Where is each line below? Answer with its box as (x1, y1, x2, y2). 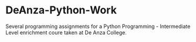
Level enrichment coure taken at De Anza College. (5, 29, 127, 36)
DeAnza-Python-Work (5, 3, 117, 17)
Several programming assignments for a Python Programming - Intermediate (5, 23, 191, 30)
